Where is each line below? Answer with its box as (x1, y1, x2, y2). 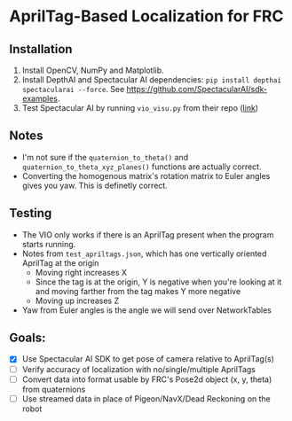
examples (21, 93, 58, 104)
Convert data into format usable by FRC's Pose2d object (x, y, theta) (21, 374, 272, 385)
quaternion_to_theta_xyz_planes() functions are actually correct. (21, 161, 262, 172)
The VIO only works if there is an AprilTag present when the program (21, 229, 274, 240)
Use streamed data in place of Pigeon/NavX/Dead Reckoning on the (21, 393, 271, 404)
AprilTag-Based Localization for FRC (9, 6, 284, 27)
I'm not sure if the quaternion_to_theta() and (21, 152, 189, 162)
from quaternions (21, 384, 86, 394)
